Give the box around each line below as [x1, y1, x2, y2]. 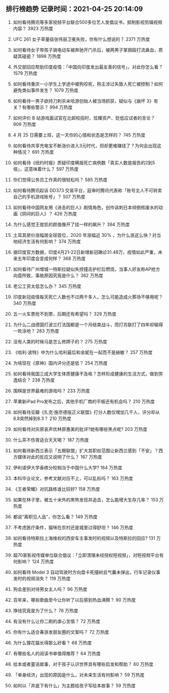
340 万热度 [13, 300, 37, 306]
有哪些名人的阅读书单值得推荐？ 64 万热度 [13, 650, 101, 656]
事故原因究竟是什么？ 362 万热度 [35, 272, 104, 278]
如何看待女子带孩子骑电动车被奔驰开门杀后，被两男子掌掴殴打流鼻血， [13, 47, 159, 53]
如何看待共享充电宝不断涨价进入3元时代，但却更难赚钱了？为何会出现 [13, 143, 157, 149]
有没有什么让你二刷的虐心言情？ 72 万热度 [13, 618, 101, 624]
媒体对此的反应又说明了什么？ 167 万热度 [17, 454, 102, 460]
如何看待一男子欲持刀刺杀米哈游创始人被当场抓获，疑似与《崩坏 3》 [13, 98, 154, 104]
